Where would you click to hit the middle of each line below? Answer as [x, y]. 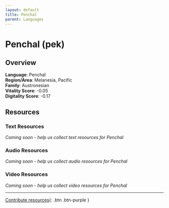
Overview [21, 63]
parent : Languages [24, 19]
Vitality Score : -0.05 [27, 91]
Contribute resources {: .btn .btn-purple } [47, 200]
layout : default [22, 10]
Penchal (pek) [35, 44]
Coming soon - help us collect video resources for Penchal [66, 185]
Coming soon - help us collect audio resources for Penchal [66, 161]
